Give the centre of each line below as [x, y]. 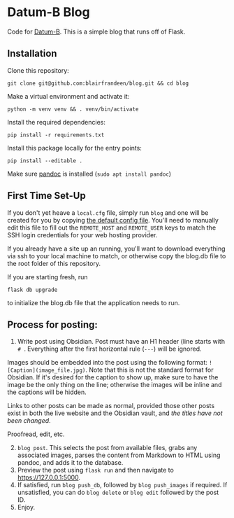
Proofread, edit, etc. [36, 434]
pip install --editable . [45, 161]
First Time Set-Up [46, 196]
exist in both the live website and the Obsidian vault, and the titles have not [115, 413]
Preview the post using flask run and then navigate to [96, 470]
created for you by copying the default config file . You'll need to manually [113, 220]
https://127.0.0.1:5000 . [49, 477]
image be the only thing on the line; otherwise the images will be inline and [115, 385]
